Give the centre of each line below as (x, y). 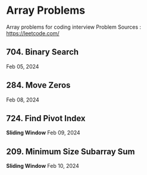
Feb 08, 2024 (23, 100)
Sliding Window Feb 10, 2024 (43, 166)
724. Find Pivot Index (46, 118)
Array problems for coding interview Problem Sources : (74, 27)
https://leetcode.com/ (33, 33)
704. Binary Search (43, 52)
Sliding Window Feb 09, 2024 (43, 133)
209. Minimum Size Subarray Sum (71, 151)
